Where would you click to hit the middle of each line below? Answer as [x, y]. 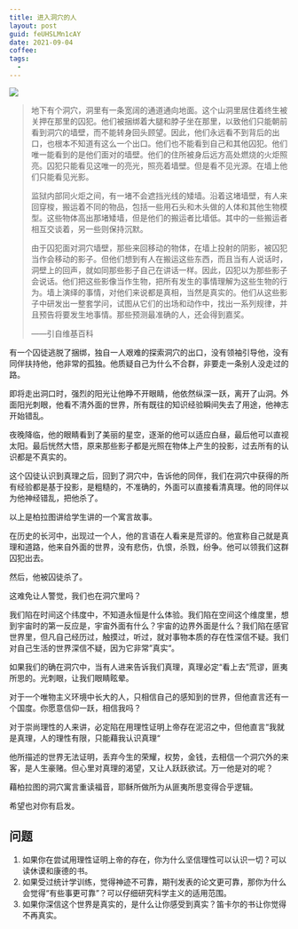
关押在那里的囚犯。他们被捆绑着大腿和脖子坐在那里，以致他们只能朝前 [159, 121]
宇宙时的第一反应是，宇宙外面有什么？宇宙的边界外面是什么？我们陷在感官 [153, 625]
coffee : [24, 51]
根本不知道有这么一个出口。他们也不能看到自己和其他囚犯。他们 [171, 143]
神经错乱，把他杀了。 [63, 498]
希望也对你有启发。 [44, 805]
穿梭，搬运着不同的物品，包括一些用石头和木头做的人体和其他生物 [159, 206]
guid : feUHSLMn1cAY [45, 34]
